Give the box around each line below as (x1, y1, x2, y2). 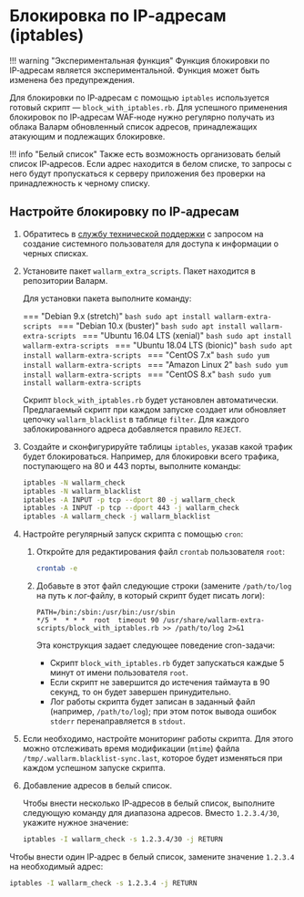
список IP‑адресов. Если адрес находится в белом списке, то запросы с (9, 158, 293, 169)
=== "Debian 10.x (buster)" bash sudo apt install (57, 320, 248, 331)
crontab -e (35, 564, 78, 573)
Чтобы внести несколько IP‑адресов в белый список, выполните (22, 798, 276, 808)
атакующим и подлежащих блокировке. (9, 130, 166, 141)
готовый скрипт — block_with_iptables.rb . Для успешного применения (9, 101, 289, 112)
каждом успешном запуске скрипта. (22, 763, 166, 773)
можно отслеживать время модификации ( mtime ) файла (22, 743, 240, 754)
